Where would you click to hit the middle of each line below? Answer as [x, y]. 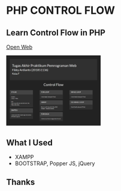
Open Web [19, 47]
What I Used [29, 143]
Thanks [21, 182]
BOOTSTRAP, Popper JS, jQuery [55, 163]
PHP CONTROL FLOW [60, 11]
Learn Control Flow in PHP [56, 33]
